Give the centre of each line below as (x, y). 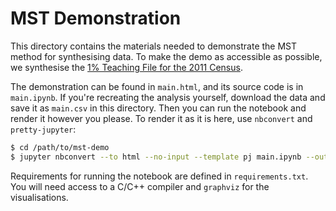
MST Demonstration (96, 18)
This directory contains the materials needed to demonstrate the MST (154, 46)
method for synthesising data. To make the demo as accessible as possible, (166, 56)
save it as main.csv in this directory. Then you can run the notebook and (158, 108)
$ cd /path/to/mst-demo (60, 147)
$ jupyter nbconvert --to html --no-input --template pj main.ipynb (156, 157)
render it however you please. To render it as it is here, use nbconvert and (161, 118)
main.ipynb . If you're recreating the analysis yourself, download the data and (168, 97)
